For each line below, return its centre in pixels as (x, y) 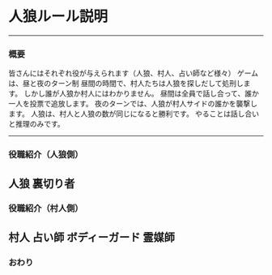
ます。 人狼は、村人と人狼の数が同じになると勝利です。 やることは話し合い (134, 114)
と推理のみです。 (36, 124)
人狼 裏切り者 (42, 183)
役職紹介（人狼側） (46, 155)
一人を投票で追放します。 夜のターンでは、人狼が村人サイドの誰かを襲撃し (133, 104)
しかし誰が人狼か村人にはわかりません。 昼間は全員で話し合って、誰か (141, 93)
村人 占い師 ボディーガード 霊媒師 (92, 237)
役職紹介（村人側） (46, 208)
